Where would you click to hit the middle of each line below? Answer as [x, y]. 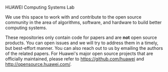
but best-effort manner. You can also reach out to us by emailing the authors [84, 48]
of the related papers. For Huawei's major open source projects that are [79, 53]
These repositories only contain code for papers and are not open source [81, 38]
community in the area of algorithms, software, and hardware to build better [83, 22]
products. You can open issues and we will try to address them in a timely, [82, 43]
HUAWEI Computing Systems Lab [40, 7]
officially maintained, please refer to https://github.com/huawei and [75, 59]
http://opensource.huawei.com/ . [38, 64]
